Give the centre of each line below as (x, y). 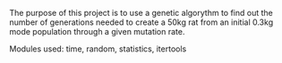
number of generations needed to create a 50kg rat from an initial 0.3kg (141, 22)
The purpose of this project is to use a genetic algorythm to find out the (141, 13)
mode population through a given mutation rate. (97, 31)
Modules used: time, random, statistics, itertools (98, 49)
